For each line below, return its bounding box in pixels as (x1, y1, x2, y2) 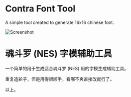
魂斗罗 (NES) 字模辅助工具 (5, 48, 113, 60)
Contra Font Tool (5, 3, 76, 14)
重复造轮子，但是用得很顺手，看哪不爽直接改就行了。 (5, 76, 115, 82)
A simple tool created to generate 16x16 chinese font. (5, 19, 115, 25)
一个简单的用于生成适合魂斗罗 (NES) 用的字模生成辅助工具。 (5, 65, 129, 71)
